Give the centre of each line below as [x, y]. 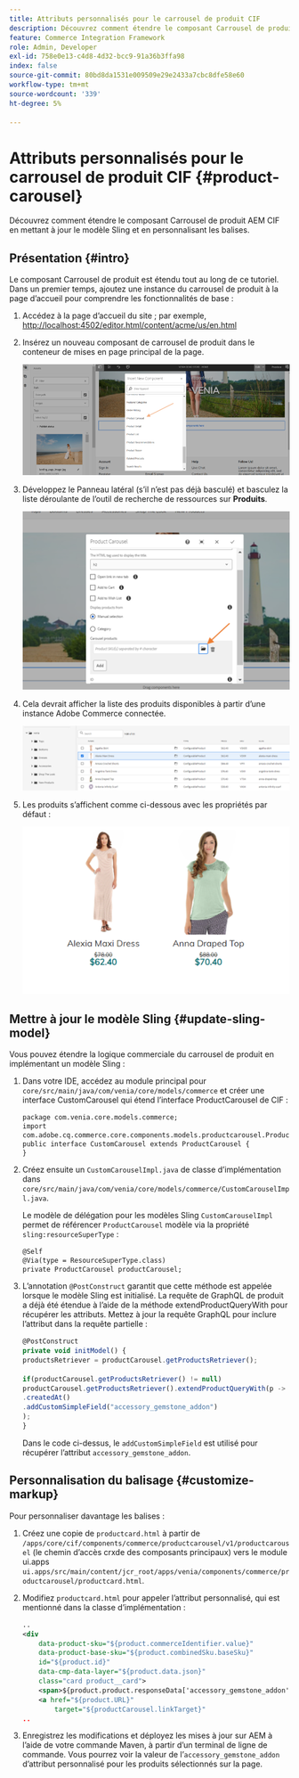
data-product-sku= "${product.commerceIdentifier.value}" [146, 1643]
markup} [34, 1494]
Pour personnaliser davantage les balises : [87, 1516]
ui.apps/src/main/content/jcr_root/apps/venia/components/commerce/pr [156, 1572]
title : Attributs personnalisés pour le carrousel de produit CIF [135, 19]
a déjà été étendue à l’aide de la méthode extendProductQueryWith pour [155, 1305]
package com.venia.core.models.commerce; [100, 1118]
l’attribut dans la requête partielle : [85, 1324]
